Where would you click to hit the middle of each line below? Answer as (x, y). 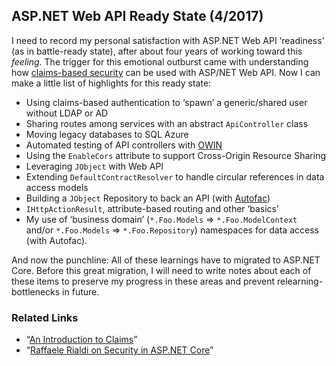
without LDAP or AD (67, 113)
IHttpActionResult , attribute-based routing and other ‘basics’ (152, 208)
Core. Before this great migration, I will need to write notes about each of (161, 270)
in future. (81, 291)
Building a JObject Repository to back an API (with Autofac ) (148, 198)
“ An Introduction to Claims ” (81, 340)
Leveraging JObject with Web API (94, 166)
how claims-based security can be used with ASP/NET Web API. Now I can (166, 72)
